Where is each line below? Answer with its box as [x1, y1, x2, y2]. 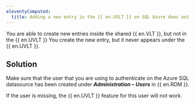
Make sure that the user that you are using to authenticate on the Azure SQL [6, 75, 189, 82]
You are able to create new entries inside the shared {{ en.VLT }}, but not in [6, 30, 187, 37]
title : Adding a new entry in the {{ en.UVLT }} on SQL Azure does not [11, 14, 190, 20]
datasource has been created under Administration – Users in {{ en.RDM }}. [6, 81, 190, 88]
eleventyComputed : [6, 8, 51, 15]
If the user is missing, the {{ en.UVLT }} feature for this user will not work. [6, 92, 183, 99]
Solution [6, 59, 37, 69]
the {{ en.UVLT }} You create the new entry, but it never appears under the [6, 36, 185, 43]
